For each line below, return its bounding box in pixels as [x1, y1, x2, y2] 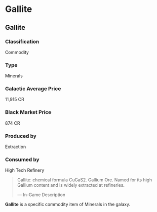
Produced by [5, 132, 37, 139]
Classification [5, 38, 39, 45]
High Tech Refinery [5, 167, 44, 173]
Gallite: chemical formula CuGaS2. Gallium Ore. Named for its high [17, 177, 152, 183]
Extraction [5, 144, 26, 150]
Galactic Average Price [5, 85, 61, 92]
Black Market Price [5, 109, 52, 116]
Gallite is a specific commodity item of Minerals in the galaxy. [5, 202, 130, 208]
